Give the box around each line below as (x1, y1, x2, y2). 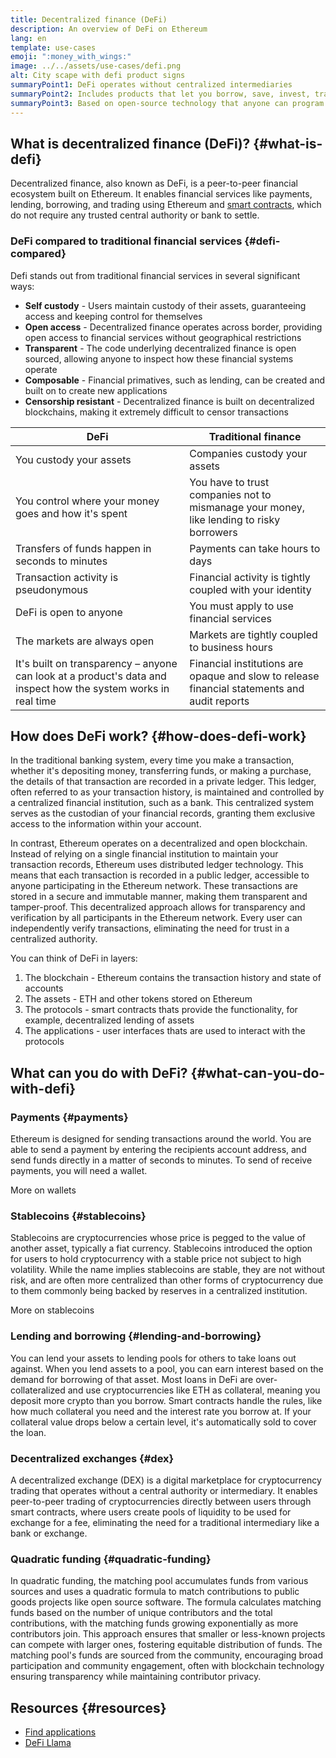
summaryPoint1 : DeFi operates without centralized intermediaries (10, 80, 293, 90)
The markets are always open (15, 634, 155, 648)
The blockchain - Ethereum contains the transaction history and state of (24, 972, 322, 984)
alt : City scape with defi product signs (10, 71, 186, 81)
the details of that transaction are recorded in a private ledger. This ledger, (10, 776, 317, 788)
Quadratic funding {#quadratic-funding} (10, 1552, 212, 1566)
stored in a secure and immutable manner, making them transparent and (10, 891, 308, 903)
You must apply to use (189, 599, 294, 613)
